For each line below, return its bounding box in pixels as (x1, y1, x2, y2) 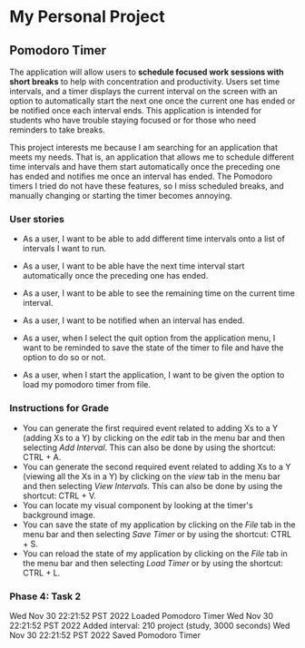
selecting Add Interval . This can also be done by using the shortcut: (22, 442, 277, 453)
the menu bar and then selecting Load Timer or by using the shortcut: (22, 557, 284, 568)
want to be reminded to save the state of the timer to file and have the (22, 342, 284, 353)
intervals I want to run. (22, 243, 107, 254)
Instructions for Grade (9, 402, 110, 415)
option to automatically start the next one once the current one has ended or (9, 95, 296, 106)
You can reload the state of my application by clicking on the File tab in (22, 547, 288, 559)
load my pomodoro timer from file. (22, 379, 152, 390)
